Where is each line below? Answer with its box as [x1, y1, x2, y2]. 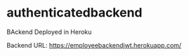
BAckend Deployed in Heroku [6, 28, 92, 36]
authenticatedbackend [6, 5, 143, 21]
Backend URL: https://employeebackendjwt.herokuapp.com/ [6, 41, 182, 49]
